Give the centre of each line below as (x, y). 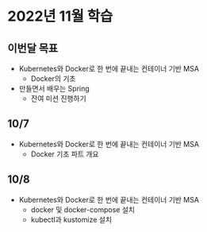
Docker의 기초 (53, 79)
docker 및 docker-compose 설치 (83, 209)
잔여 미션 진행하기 (58, 99)
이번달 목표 (33, 48)
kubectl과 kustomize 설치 (71, 219)
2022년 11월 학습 (60, 16)
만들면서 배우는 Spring (54, 89)
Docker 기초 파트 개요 (65, 154)
